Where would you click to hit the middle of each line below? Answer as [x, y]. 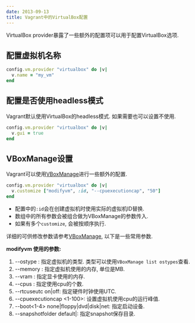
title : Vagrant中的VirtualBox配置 [47, 17]
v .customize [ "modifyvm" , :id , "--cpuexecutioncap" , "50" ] [86, 191]
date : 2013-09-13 [28, 12]
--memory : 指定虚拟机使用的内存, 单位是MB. [70, 269]
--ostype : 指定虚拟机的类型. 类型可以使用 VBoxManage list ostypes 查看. [102, 261]
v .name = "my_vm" [33, 75]
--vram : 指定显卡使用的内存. [50, 276]
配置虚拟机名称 [34, 55]
